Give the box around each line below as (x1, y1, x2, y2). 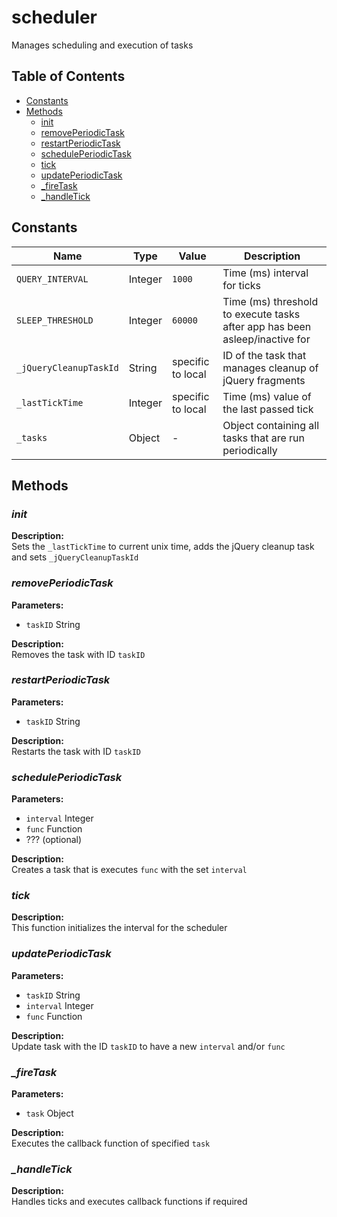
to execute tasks (222, 307, 301, 321)
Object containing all (222, 418, 320, 432)
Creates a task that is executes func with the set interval (11, 864, 248, 876)
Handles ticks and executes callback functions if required (11, 1196, 248, 1208)
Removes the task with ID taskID (11, 648, 146, 660)
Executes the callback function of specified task (11, 1137, 211, 1150)
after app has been (222, 319, 312, 333)
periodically (222, 443, 278, 457)
